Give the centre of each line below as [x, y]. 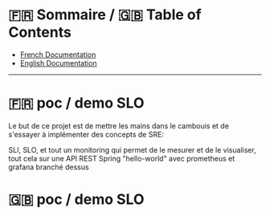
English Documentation [59, 63]
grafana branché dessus [49, 167]
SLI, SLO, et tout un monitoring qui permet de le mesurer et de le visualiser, [133, 149]
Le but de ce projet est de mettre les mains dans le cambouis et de [119, 125]
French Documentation [58, 55]
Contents [40, 33]
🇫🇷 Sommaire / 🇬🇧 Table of [105, 15]
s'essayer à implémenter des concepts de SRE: [86, 134]
